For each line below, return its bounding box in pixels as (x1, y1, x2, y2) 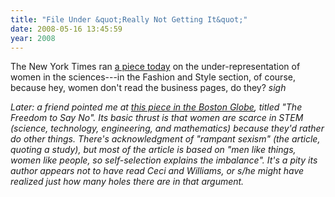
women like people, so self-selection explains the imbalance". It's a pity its (10, 154, 318, 166)
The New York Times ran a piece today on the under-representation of (10, 61, 301, 73)
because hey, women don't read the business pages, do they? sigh (10, 82, 287, 94)
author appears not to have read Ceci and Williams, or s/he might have (10, 165, 305, 177)
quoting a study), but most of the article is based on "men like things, (10, 144, 297, 156)
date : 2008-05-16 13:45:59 (10, 24, 123, 34)
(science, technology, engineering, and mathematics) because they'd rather (10, 122, 325, 135)
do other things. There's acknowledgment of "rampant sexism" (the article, (10, 133, 321, 145)
